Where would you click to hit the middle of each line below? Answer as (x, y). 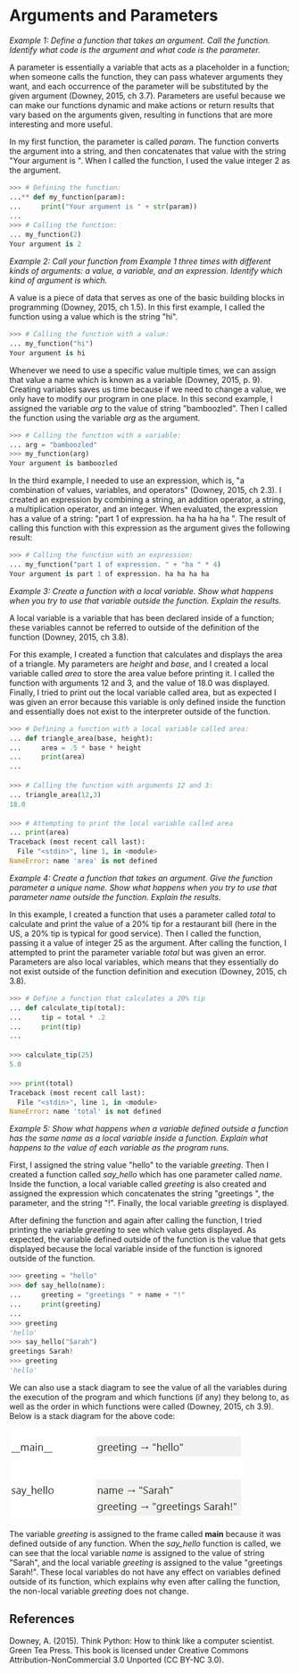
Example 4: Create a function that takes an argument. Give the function (141, 878)
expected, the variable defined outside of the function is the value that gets (148, 1239)
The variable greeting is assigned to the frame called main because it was (145, 1534)
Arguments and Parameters (114, 16)
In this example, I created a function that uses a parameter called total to (143, 914)
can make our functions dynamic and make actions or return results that (142, 105)
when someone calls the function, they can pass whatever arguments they (146, 76)
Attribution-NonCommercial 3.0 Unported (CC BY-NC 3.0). (117, 1660)
